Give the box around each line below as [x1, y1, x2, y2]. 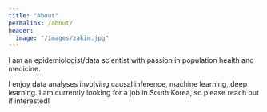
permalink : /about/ [8, 19, 74, 27]
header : [8, 26, 34, 34]
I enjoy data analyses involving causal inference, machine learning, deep [8, 79, 248, 89]
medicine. [8, 64, 42, 74]
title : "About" [8, 11, 59, 20]
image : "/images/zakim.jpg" [15, 33, 110, 42]
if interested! [8, 96, 50, 106]
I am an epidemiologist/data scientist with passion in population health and [8, 56, 254, 65]
